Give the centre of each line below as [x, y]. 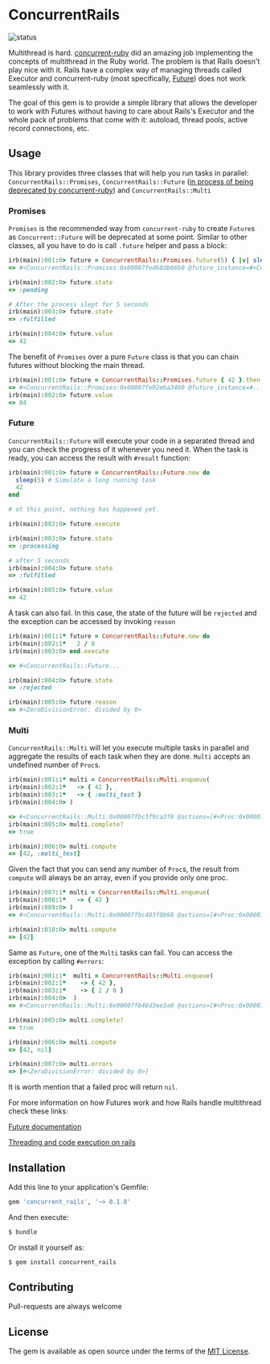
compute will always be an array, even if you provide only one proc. [118, 878]
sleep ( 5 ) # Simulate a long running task [86, 480]
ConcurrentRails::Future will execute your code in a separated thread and [131, 440]
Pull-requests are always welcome [65, 1307]
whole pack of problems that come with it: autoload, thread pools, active [128, 119]
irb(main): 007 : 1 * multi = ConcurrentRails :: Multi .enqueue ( [109, 893]
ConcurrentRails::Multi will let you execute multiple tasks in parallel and [129, 748]
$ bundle [23, 1232]
